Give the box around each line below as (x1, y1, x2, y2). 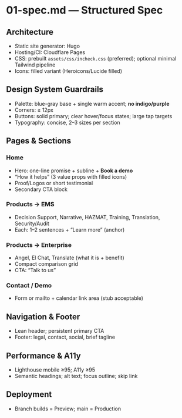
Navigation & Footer (6, 312, 80, 322)
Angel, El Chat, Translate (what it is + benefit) (14, 254, 124, 262)
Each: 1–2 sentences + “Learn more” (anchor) (14, 226, 125, 233)
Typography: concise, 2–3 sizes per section (14, 119, 120, 126)
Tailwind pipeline (14, 61, 56, 68)
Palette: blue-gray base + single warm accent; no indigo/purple (14, 100, 170, 107)
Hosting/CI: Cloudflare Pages (14, 49, 86, 56)
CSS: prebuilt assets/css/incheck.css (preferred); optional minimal (14, 55, 177, 62)
